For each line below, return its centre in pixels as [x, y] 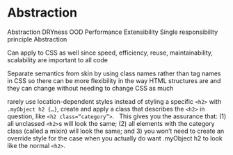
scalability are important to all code [57, 60]
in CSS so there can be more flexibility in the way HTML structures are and [114, 80]
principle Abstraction [37, 39]
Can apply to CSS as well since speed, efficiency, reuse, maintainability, [110, 53]
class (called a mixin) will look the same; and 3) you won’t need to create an [116, 131]
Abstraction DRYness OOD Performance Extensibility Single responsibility [113, 32]
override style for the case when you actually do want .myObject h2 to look [115, 138]
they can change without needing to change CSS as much [90, 88]
